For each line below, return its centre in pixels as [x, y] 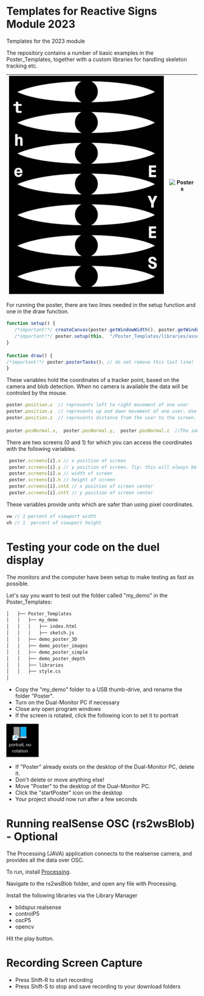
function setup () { [31, 323]
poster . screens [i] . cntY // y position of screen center [81, 493]
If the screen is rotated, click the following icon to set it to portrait [97, 715]
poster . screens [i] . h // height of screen [62, 480]
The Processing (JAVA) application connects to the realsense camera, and [99, 853]
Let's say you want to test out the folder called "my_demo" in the [87, 595]
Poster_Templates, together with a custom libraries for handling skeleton [97, 59]
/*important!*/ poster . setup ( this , [59, 336]
